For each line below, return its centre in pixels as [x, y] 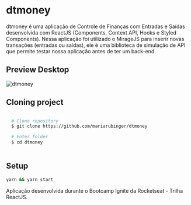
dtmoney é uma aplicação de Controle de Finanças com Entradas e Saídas [95, 26]
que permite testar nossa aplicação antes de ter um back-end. [81, 51]
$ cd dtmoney [27, 142]
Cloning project [35, 102]
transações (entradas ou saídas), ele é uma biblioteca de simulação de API [96, 45]
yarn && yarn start [30, 179]
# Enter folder [30, 137]
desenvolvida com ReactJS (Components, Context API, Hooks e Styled [91, 32]
